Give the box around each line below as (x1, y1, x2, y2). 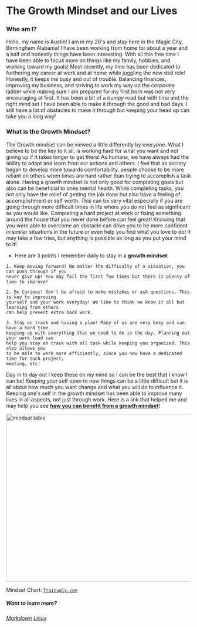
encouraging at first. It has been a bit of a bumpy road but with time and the (6, 94, 189, 101)
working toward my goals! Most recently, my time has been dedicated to (6, 63, 181, 70)
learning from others (6, 304, 59, 310)
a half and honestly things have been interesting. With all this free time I (6, 51, 179, 58)
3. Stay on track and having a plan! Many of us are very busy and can (6, 319, 185, 326)
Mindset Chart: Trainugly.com (6, 586, 78, 593)
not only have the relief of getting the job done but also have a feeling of (6, 190, 181, 197)
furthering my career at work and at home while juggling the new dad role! (6, 69, 186, 77)
